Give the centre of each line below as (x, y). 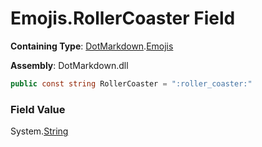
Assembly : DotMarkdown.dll (69, 65)
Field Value (38, 109)
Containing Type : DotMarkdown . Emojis (92, 46)
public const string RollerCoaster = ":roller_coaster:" (131, 83)
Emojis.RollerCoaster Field (123, 18)
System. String (39, 131)
